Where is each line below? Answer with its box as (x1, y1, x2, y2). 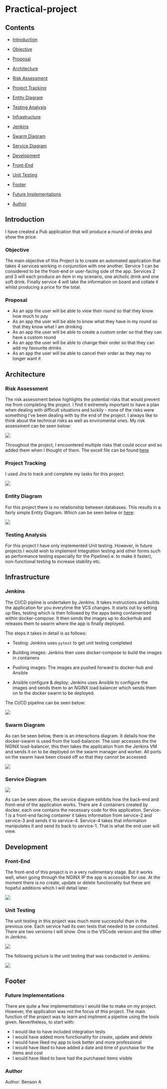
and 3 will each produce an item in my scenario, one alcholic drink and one (5, 273, 159, 280)
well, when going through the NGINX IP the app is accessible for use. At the (5, 874, 161, 880)
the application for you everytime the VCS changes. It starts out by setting (5, 605, 158, 611)
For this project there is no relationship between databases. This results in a (5, 504, 161, 510)
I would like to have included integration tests (12, 1029, 106, 1035)
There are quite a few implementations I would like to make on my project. (5, 1003, 157, 1009)
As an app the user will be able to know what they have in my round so (12, 318, 158, 325)
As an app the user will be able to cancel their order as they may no (12, 350, 151, 356)
